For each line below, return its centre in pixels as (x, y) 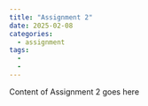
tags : (19, 50)
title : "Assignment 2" (51, 17)
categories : (31, 34)
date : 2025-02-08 (41, 26)
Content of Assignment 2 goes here (74, 91)
